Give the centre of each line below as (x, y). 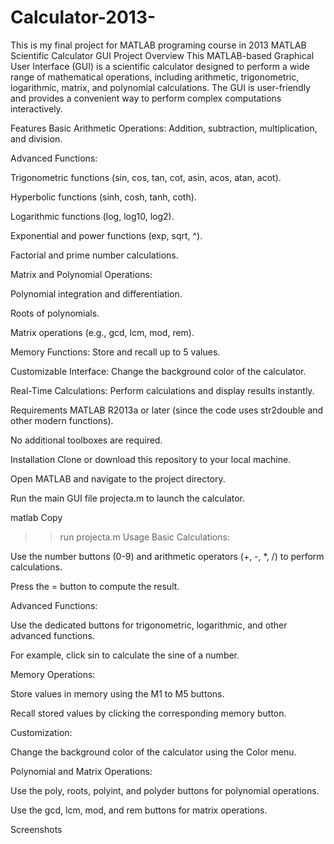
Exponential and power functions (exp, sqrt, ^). (106, 235)
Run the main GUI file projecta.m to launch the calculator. (128, 498)
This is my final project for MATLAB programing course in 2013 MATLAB (158, 45)
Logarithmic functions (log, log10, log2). (92, 216)
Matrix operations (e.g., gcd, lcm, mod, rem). (102, 332)
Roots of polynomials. (55, 313)
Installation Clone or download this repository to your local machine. (151, 459)
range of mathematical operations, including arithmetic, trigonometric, (155, 77)
